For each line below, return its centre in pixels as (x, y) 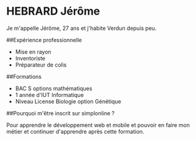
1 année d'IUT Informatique (49, 95)
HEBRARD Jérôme (53, 11)
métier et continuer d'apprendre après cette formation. (75, 131)
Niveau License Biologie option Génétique (68, 101)
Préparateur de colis (41, 65)
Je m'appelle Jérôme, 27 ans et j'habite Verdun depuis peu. (81, 28)
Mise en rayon (33, 52)
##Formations (24, 76)
